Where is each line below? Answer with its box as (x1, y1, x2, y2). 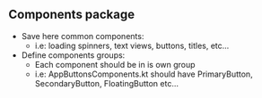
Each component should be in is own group (34, 59, 196, 69)
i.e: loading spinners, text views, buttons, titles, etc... (34, 40, 230, 51)
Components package (8, 7, 135, 22)
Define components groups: (21, 49, 126, 61)
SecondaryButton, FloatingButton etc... (34, 78, 179, 88)
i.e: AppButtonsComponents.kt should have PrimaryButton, (34, 69, 253, 79)
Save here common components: (21, 30, 144, 41)
